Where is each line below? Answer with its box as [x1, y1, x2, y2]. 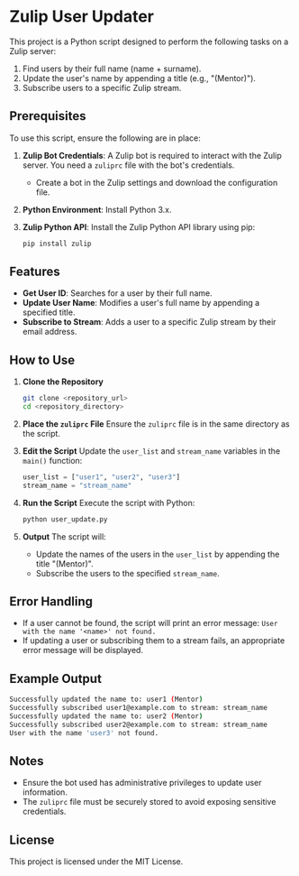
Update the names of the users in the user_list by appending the [35, 549, 280, 559]
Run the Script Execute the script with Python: [22, 497, 195, 508]
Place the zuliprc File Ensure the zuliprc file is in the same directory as [22, 419, 290, 429]
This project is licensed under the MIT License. [9, 856, 184, 867]
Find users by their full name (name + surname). [22, 63, 202, 74]
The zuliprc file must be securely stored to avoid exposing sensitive [22, 797, 276, 807]
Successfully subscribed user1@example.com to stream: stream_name [9, 704, 268, 713]
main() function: [22, 456, 83, 466]
